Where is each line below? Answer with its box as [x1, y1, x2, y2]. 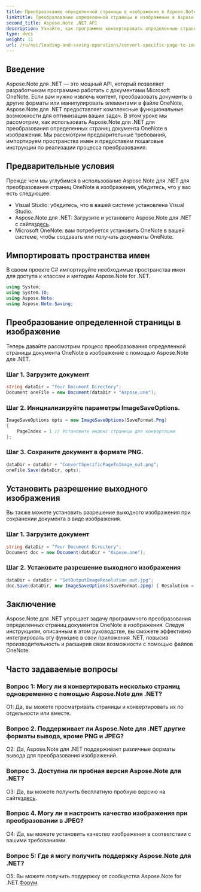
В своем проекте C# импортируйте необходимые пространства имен [6, 266, 185, 273]
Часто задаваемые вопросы [6, 664, 118, 674]
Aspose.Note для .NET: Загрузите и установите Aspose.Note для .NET [14, 214, 192, 221]
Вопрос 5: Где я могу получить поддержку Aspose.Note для [6, 851, 191, 860]
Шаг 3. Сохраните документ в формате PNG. [6, 448, 144, 456]
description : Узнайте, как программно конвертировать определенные [6, 25, 178, 32]
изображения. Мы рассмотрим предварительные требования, [6, 131, 167, 138]
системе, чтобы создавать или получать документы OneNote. [14, 233, 174, 240]
